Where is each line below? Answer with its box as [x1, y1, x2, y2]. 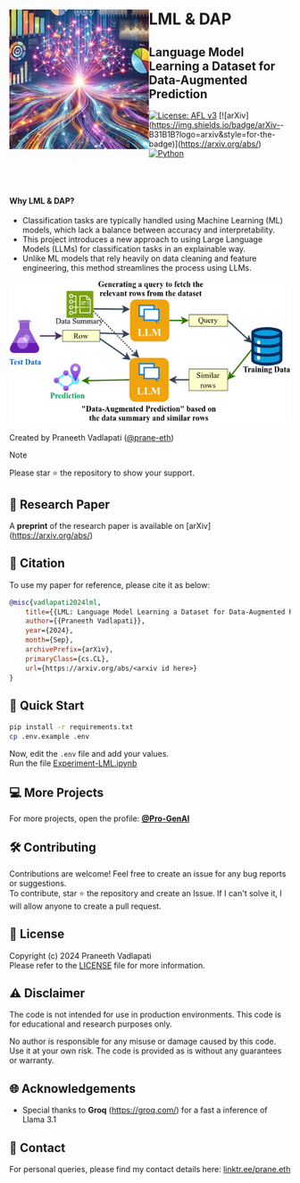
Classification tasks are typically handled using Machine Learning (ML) [21, 215, 284, 226]
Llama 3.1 [21, 1114, 56, 1125]
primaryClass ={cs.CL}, [25, 654, 110, 663]
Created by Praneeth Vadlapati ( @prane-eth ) [9, 432, 174, 443]
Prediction [148, 86, 208, 102]
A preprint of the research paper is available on [9, 520, 185, 531]
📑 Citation [9, 556, 65, 571]
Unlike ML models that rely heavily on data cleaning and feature [21, 253, 257, 264]
